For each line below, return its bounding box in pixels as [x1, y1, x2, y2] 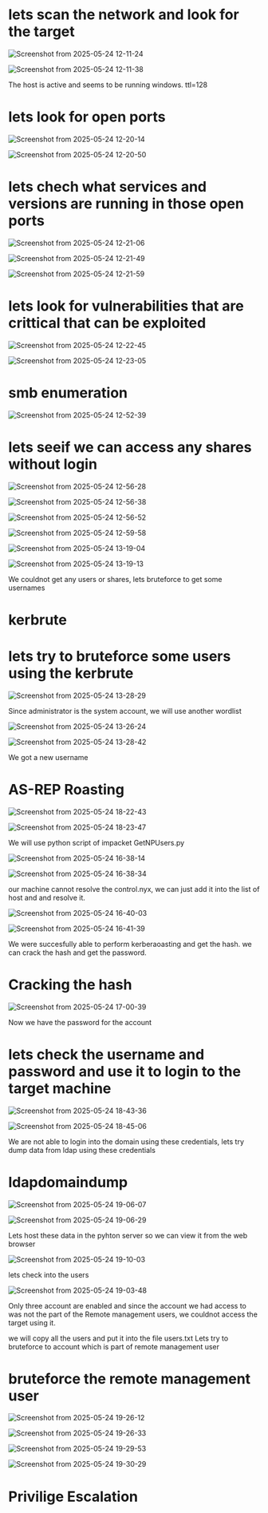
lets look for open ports [8, 108, 166, 126]
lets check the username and [8, 1045, 205, 1063]
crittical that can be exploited [8, 314, 207, 332]
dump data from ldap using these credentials [8, 1145, 156, 1155]
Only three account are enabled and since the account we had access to [8, 1301, 247, 1310]
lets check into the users [8, 1269, 89, 1279]
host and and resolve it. [8, 893, 86, 902]
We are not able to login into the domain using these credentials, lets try [8, 1136, 245, 1147]
